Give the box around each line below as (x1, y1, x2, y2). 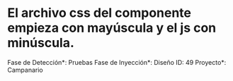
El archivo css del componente (7, 5, 192, 21)
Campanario (7, 66, 44, 74)
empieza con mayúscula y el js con (7, 20, 217, 36)
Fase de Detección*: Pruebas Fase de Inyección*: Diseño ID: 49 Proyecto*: (7, 58, 227, 66)
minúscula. (7, 35, 74, 51)
